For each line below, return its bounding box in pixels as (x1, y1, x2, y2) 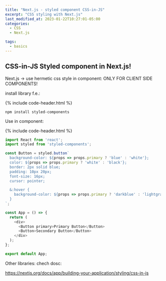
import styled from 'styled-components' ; (5, 142, 92, 147)
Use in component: (5, 118, 44, 124)
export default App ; (5, 251, 48, 256)
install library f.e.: (5, 90, 41, 96)
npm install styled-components (5, 110, 70, 114)
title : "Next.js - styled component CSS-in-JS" (5, 7, 105, 12)
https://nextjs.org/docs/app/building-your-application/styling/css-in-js (5, 270, 149, 276)
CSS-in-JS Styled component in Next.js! (5, 62, 131, 71)
